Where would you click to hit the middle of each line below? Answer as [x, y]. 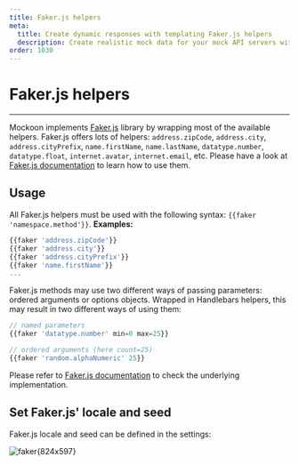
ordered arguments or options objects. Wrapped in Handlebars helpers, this [148, 300]
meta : [19, 26]
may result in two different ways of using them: [96, 309]
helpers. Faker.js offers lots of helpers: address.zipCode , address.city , [138, 137]
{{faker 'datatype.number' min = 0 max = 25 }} [89, 334]
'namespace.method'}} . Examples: [71, 224]
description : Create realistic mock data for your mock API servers [147, 42]
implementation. [39, 384]
